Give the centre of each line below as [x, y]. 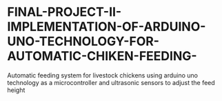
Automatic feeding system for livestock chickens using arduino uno [103, 75]
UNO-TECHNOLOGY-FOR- [83, 42]
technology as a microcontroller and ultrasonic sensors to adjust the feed [111, 82]
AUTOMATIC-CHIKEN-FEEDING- [102, 56]
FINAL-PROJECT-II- [64, 12]
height [16, 90]
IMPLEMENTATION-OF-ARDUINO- [107, 27]
